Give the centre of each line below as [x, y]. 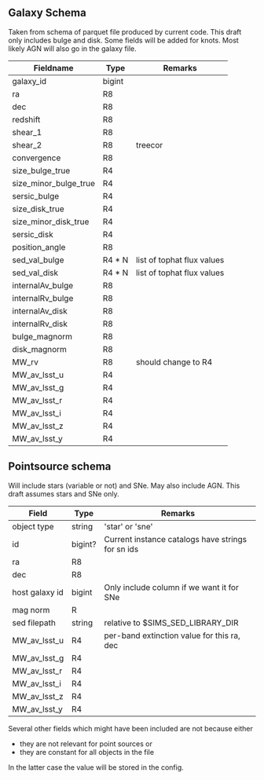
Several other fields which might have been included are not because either [130, 728]
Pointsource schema [60, 467]
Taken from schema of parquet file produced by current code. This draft [125, 31]
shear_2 [27, 145]
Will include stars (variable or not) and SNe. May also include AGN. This [124, 485]
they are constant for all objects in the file [87, 752]
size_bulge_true [41, 170]
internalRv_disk [40, 324]
